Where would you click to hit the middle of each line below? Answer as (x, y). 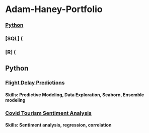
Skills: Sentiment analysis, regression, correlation (58, 125)
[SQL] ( (14, 39)
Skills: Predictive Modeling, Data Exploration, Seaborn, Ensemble (75, 95)
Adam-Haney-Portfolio (54, 9)
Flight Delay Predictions (35, 83)
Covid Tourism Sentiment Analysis (49, 113)
